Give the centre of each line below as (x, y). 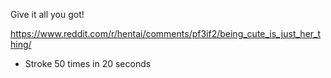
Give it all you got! (47, 14)
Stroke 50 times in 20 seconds (88, 63)
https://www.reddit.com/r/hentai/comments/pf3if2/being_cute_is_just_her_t (166, 33)
